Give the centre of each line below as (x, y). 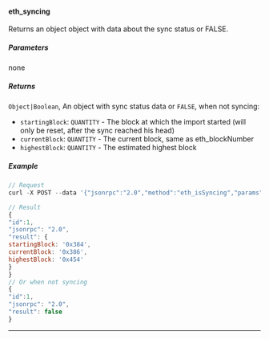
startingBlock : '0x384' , (50, 245)
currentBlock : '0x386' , (48, 252)
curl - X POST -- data (43, 193)
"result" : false (35, 312)
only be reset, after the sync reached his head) (97, 131)
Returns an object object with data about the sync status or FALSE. (118, 29)
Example (23, 165)
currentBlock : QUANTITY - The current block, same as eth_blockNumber (137, 139)
